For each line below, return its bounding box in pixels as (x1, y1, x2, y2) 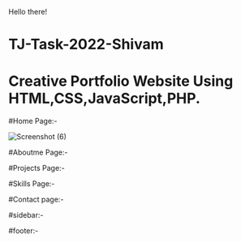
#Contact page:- (8, 194, 64, 205)
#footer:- (8, 226, 39, 236)
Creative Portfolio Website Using (8, 72, 234, 91)
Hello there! (8, 7, 47, 16)
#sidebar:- (8, 210, 44, 220)
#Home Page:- (8, 117, 58, 126)
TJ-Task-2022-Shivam (8, 36, 164, 53)
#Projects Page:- (8, 163, 65, 173)
